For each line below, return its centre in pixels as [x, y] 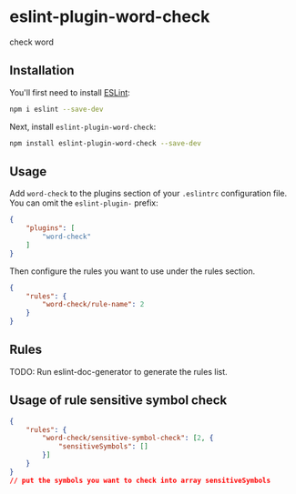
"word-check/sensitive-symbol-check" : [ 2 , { [128, 439]
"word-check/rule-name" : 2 [93, 305]
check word [32, 42]
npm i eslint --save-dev [56, 109]
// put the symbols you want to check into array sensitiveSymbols [140, 480]
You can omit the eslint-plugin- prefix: [84, 203]
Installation [42, 71]
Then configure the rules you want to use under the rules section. [133, 271]
